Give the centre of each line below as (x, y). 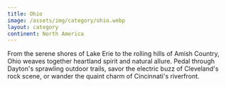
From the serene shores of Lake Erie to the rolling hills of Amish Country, (114, 54)
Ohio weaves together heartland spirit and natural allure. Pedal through (111, 62)
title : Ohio (25, 14)
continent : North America (45, 34)
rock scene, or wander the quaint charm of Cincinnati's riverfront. (104, 76)
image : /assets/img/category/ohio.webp (66, 21)
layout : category (33, 27)
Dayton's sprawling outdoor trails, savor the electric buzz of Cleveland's (113, 69)
